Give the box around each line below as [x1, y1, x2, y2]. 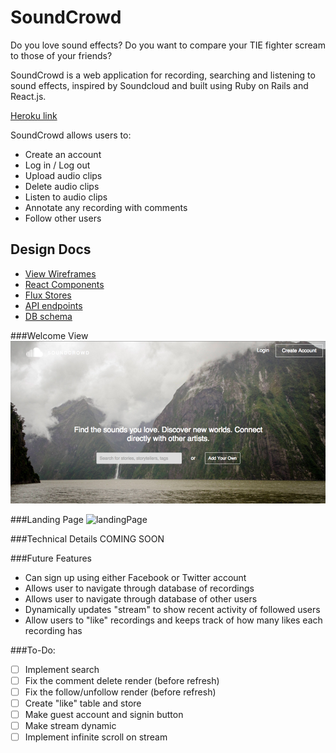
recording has [24, 624, 83, 636]
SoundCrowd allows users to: [10, 129, 132, 141]
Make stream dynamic [24, 720, 117, 732]
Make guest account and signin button [24, 709, 184, 720]
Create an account [24, 148, 102, 160]
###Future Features [10, 552, 92, 564]
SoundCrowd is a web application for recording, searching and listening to [10, 69, 316, 81]
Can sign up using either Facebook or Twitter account [24, 571, 247, 583]
